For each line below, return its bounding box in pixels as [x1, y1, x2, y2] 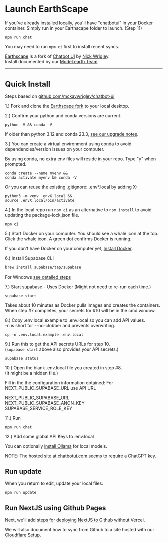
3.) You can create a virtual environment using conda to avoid [5, 141, 132, 147]
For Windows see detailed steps [5, 274, 71, 280]
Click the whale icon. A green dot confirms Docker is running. [5, 236, 132, 242]
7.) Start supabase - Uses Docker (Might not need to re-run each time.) [5, 284, 151, 290]
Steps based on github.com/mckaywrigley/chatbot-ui [5, 93, 115, 99]
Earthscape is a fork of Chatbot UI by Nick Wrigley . [5, 53, 110, 59]
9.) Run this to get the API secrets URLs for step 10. [5, 341, 111, 347]
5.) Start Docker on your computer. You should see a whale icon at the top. [5, 230, 159, 236]
